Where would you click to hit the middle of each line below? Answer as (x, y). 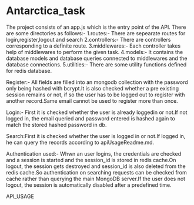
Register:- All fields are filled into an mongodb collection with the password (97, 82)
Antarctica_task (46, 11)
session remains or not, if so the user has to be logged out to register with (96, 95)
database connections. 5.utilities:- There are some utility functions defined (96, 64)
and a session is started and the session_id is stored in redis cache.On (91, 160)
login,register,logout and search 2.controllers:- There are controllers (88, 39)
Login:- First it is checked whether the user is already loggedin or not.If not (97, 112)
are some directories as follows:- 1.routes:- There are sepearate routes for (96, 33)
